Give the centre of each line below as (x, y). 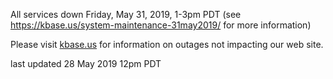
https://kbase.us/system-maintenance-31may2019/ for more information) (161, 25)
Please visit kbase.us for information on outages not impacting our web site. (167, 44)
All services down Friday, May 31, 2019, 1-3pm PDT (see (126, 14)
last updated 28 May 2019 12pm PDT (86, 63)
